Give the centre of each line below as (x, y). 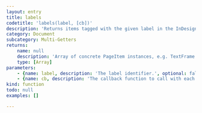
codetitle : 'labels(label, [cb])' (50, 23)
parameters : (21, 68)
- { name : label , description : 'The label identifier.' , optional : (102, 73)
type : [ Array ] (35, 62)
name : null (31, 51)
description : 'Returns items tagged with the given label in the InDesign (102, 29)
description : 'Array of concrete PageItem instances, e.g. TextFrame (106, 56)
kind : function (25, 85)
